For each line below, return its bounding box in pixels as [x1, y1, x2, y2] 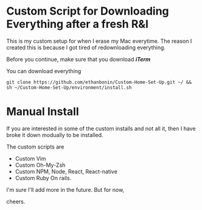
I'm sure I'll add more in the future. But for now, [6, 186, 125, 193]
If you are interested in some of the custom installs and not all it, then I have [6, 125, 196, 132]
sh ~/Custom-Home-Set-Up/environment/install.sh [6, 84, 132, 91]
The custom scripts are [6, 143, 64, 150]
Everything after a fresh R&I [6, 17, 149, 31]
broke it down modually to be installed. [6, 131, 103, 138]
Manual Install [6, 105, 79, 119]
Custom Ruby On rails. [15, 174, 72, 181]
